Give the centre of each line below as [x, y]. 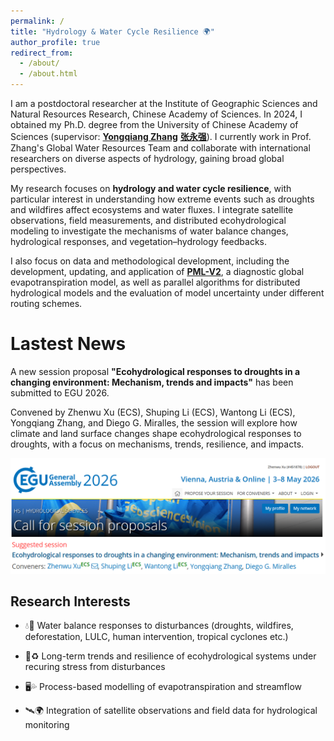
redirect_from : [42, 53]
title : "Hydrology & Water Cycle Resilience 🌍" [113, 31]
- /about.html [48, 74]
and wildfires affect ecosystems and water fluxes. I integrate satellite [152, 209]
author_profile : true [55, 42]
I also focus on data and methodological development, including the [150, 261]
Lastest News [68, 344]
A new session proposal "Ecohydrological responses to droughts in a [155, 371]
